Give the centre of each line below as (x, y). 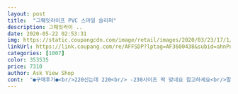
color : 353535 (28, 60)
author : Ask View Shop (41, 73)
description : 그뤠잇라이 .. (45, 27)
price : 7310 (25, 66)
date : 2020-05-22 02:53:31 (47, 34)
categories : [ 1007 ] (36, 54)
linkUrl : (20, 47)
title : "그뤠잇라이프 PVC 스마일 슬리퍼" (62, 20)
